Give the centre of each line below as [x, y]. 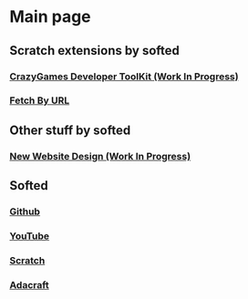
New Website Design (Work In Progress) [100, 156]
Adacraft [30, 284]
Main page [50, 17]
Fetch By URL [40, 100]
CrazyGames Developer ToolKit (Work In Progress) [124, 77]
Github [25, 211]
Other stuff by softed [70, 130]
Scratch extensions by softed [95, 51]
